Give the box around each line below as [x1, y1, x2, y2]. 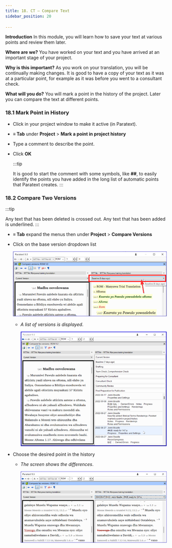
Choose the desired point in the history [12, 452, 95, 458]
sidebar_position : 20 [5, 13, 52, 19]
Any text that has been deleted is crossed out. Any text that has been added [5, 216, 166, 222]
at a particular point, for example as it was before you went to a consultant [5, 75, 162, 82]
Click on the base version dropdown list [12, 241, 97, 247]
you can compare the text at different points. [5, 96, 99, 103]
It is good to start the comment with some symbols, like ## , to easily [12, 170, 157, 177]
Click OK [12, 150, 32, 156]
